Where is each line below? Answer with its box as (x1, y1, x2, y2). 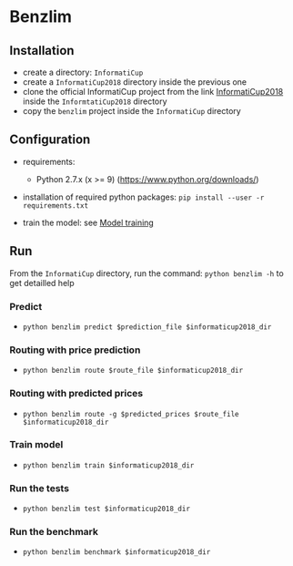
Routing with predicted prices (9, 387, 144, 400)
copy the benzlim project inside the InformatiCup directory (22, 106, 241, 116)
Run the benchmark (9, 526, 98, 539)
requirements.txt (22, 201, 89, 211)
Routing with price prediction (9, 344, 141, 356)
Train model (9, 438, 64, 451)
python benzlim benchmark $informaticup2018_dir (22, 548, 211, 557)
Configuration (9, 132, 91, 148)
